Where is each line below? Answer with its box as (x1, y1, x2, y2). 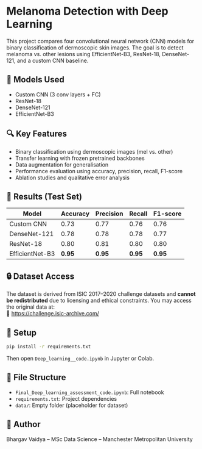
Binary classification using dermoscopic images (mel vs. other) (15, 148, 173, 155)
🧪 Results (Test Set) (6, 191, 82, 202)
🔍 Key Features (6, 129, 67, 139)
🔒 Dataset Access (6, 271, 75, 281)
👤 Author (6, 419, 41, 429)
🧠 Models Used (6, 74, 65, 85)
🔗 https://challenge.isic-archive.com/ (6, 310, 99, 317)
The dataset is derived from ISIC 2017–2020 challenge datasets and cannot (6, 290, 196, 298)
